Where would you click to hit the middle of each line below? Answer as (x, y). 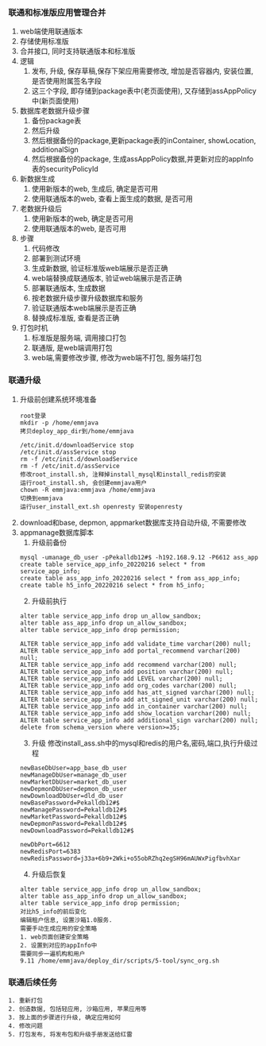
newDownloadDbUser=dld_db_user (71, 796)
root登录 (33, 416)
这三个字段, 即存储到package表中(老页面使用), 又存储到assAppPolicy (144, 91)
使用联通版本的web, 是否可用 (79, 229)
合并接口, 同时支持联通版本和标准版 (77, 51)
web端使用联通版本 (51, 31)
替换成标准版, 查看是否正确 (75, 318)
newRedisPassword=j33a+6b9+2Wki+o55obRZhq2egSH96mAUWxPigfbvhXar (130, 858)
